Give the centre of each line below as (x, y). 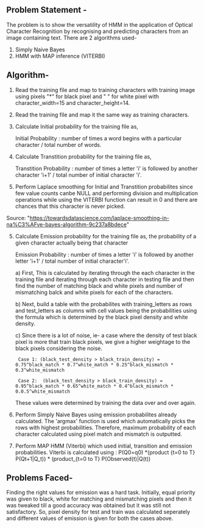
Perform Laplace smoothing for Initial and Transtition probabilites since (104, 187)
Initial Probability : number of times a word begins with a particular (98, 138)
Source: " (18, 218)
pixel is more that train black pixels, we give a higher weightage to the (103, 341)
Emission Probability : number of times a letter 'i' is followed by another (104, 254)
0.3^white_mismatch (40, 370)
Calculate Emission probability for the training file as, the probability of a (106, 236)
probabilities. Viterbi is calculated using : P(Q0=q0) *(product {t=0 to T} (105, 452)
